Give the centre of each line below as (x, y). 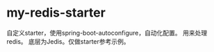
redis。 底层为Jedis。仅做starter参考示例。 (68, 41)
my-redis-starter (56, 13)
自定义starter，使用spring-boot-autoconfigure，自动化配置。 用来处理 (107, 33)
